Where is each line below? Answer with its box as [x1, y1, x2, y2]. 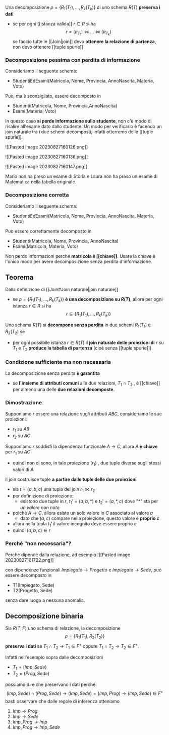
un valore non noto [20, 505, 60, 511]
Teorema [5, 273, 34, 282]
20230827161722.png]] [5, 557, 54, 563]
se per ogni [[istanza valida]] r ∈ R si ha [12, 20, 96, 27]
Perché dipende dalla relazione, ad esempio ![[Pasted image [5, 552, 130, 558]
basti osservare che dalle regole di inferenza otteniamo [5, 698, 120, 704]
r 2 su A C [12, 433, 31, 440]
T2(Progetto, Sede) [12, 587, 53, 593]
